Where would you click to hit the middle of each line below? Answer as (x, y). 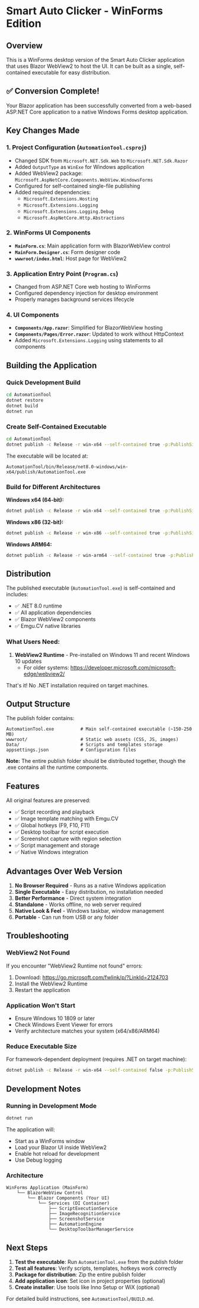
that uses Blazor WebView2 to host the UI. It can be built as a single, (89, 66)
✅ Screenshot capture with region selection (68, 839)
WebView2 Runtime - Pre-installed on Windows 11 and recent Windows (102, 655)
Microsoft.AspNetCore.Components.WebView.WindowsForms (84, 180)
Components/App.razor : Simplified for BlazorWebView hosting (89, 328)
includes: (17, 594)
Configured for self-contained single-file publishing (77, 186)
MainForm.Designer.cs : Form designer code (67, 252)
